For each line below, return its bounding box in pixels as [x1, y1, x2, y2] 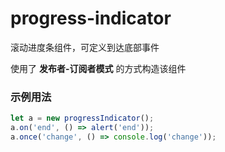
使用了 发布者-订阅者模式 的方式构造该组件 [10, 62, 187, 74]
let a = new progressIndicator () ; [10, 113, 155, 124]
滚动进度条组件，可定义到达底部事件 [10, 41, 160, 53]
